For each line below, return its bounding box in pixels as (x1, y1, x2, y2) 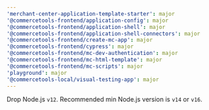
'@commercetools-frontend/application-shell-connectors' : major (6, 30, 200, 37)
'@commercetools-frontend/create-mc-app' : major (6, 37, 153, 44)
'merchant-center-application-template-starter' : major (6, 10, 175, 18)
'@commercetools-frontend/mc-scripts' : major (6, 63, 143, 70)
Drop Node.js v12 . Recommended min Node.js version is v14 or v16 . (6, 95, 203, 104)
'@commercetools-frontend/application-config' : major (6, 17, 169, 24)
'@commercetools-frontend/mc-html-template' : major (6, 56, 162, 63)
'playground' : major (6, 69, 68, 76)
